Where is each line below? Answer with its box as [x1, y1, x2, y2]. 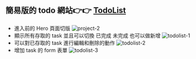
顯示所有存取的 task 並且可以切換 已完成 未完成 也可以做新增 [14, 32, 161, 39]
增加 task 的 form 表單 [14, 46, 68, 54]
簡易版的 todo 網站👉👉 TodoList [5, 5, 127, 16]
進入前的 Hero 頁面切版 [14, 25, 71, 32]
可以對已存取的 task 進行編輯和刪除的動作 [14, 39, 115, 46]
